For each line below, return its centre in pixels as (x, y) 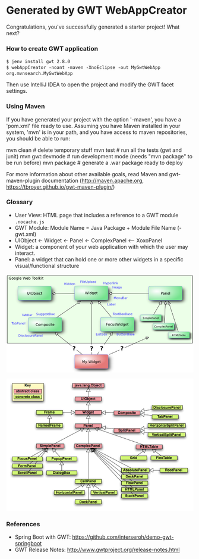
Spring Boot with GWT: (43, 537)
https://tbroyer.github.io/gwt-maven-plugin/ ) (61, 187)
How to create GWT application (52, 48)
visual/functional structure (47, 266)
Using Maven (26, 107)
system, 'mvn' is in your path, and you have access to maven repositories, (97, 132)
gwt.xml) (26, 234)
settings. (17, 91)
